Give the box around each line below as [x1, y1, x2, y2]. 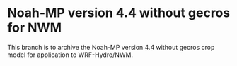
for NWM [7, 20, 62, 36]
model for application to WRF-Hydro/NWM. [7, 51, 133, 59]
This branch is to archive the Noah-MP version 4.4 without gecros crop [7, 43, 215, 51]
